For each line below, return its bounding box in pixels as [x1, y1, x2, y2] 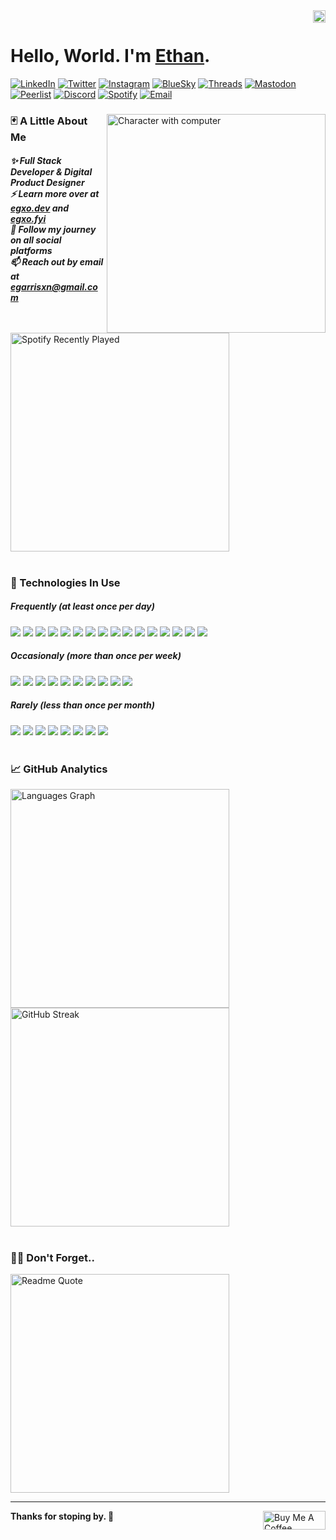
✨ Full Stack [10, 155, 62, 167]
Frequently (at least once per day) [10, 600, 155, 613]
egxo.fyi [10, 213, 47, 225]
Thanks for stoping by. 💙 [10, 1510, 115, 1523]
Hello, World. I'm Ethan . [10, 45, 211, 68]
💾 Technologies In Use [10, 575, 121, 589]
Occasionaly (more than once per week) [10, 650, 182, 662]
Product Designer [10, 177, 85, 189]
